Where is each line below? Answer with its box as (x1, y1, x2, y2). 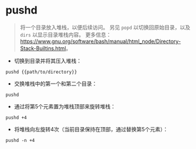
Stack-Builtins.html (19, 45, 66, 52)
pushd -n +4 (5, 137, 35, 143)
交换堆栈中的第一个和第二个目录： (14, 80, 97, 87)
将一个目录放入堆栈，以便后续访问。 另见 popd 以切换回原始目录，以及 (19, 24, 191, 31)
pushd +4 (5, 114, 27, 121)
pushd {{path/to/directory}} (5, 69, 77, 75)
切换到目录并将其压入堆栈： (14, 57, 82, 64)
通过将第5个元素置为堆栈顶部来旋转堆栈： (14, 102, 116, 110)
